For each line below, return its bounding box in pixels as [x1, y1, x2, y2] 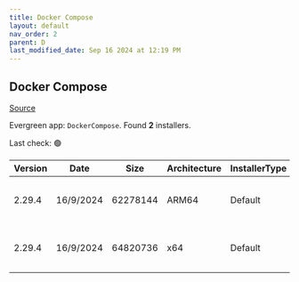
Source [9, 102, 36, 113]
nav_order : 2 [9, 29, 58, 38]
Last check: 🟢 [9, 137, 62, 148]
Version [13, 162, 48, 174]
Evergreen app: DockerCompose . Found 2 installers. [9, 119, 191, 130]
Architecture [166, 162, 222, 174]
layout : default [9, 21, 69, 30]
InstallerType [230, 162, 287, 174]
